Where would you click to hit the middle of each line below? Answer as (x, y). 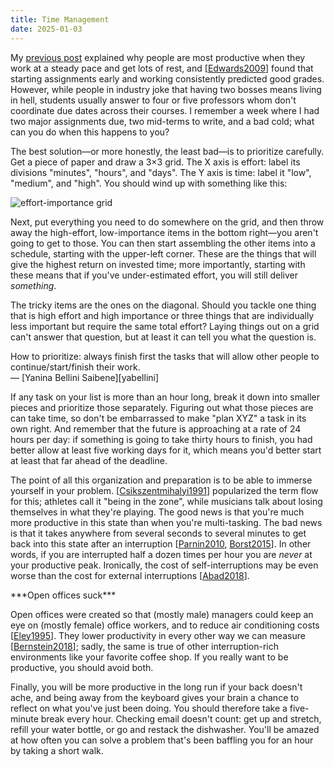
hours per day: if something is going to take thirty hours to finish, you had (161, 439)
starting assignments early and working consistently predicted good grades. (167, 78)
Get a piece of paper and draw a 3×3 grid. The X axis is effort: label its (155, 162)
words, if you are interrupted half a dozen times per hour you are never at (161, 554)
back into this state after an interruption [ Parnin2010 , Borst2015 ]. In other (161, 543)
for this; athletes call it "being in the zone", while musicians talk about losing (166, 501)
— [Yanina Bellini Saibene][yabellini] (85, 377)
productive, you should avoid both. (82, 667)
